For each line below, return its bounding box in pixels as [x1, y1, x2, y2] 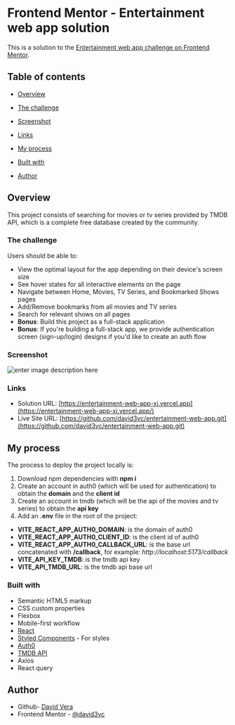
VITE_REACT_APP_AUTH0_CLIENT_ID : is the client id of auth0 [17, 533, 199, 541]
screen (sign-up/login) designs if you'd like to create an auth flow [17, 332, 207, 340]
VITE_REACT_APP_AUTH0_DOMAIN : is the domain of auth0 [17, 525, 193, 534]
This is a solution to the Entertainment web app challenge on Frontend [7, 43, 210, 51]
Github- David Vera [17, 702, 74, 711]
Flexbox [17, 611, 41, 620]
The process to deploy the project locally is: [7, 461, 134, 469]
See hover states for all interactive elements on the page [17, 280, 181, 288]
